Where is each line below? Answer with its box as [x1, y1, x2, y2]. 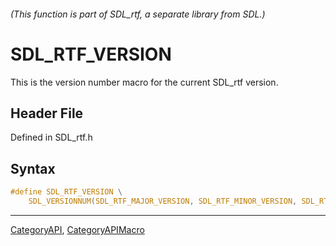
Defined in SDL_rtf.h [10, 131, 93, 144]
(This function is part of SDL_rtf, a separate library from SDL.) [10, 8, 266, 20]
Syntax [10, 160, 56, 177]
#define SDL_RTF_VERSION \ [10, 187, 123, 197]
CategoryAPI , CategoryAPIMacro [10, 223, 145, 235]
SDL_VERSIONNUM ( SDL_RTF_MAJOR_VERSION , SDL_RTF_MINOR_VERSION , [28, 196, 298, 207]
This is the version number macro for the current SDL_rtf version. [10, 76, 279, 88]
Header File [10, 105, 84, 122]
